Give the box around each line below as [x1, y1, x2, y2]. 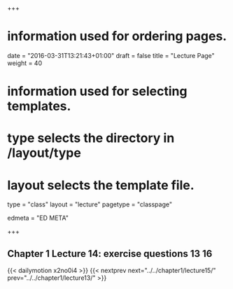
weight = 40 [7, 59, 43, 67]
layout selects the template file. [7, 177, 195, 193]
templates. [7, 99, 71, 114]
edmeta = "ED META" [7, 214, 69, 223]
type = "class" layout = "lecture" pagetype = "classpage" [7, 200, 173, 209]
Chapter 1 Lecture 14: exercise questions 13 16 [7, 248, 213, 260]
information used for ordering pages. [7, 29, 227, 44]
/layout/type [7, 145, 82, 161]
